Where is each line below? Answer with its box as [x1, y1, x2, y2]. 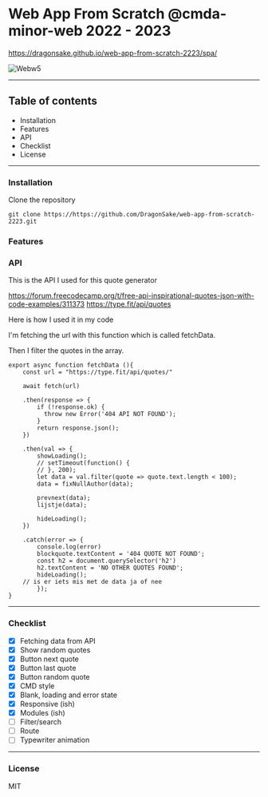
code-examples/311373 [8, 299, 85, 309]
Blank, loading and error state [19, 690, 118, 700]
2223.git [8, 217, 37, 226]
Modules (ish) [19, 708, 65, 718]
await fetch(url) [22, 383, 81, 391]
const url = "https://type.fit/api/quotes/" [22, 368, 173, 376]
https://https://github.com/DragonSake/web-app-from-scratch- [43, 211, 255, 219]
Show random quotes [19, 644, 91, 655]
